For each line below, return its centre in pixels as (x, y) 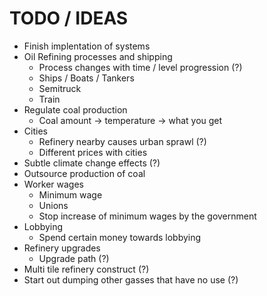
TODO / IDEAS (69, 18)
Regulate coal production (75, 109)
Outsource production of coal (84, 173)
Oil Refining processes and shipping (98, 56)
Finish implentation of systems (87, 46)
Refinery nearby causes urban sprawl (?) (122, 141)
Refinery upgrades (62, 248)
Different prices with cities (93, 152)
